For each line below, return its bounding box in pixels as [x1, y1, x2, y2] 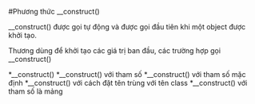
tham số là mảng [8, 87, 63, 96]
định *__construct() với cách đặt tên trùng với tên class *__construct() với [8, 79, 248, 87]
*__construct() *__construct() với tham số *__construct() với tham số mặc [8, 70, 246, 79]
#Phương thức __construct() [8, 7, 100, 16]
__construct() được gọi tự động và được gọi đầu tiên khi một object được [8, 22, 246, 31]
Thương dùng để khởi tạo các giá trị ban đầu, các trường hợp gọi [8, 46, 221, 55]
